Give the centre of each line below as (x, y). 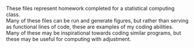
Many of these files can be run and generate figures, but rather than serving (97, 21)
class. (13, 14)
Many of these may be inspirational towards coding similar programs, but (94, 33)
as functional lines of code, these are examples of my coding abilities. (90, 27)
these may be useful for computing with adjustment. (69, 39)
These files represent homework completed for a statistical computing (90, 8)
